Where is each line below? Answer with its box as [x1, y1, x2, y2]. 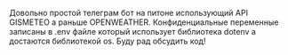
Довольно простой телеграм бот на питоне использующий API [9, 8, 249, 18]
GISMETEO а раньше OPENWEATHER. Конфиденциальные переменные [9, 17, 279, 27]
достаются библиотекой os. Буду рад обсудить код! [9, 35, 206, 46]
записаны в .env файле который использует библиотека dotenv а [9, 27, 256, 36]
